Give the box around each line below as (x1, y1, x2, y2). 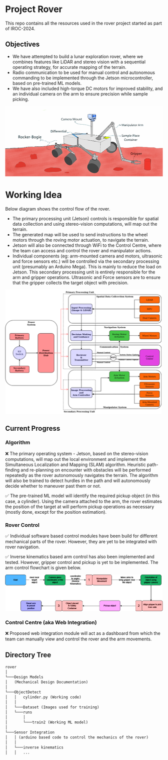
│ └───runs (5, 710, 32, 715)
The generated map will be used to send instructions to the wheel (12, 232, 148, 238)
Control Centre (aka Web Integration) (5, 619, 97, 626)
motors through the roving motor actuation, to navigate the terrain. (12, 237, 149, 243)
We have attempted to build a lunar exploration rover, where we (12, 53, 143, 59)
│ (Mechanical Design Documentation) (5, 680, 88, 685)
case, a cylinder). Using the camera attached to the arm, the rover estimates (5, 498, 162, 504)
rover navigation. (5, 544, 40, 550)
